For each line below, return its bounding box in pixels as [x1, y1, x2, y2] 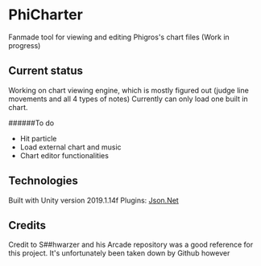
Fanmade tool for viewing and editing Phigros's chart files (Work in [8, 32, 230, 42]
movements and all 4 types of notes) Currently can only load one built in [8, 94, 248, 104]
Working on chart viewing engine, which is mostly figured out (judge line [8, 85, 250, 95]
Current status [8, 64, 83, 78]
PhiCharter [8, 6, 83, 24]
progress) [8, 40, 41, 50]
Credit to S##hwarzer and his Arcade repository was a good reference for [8, 239, 254, 250]
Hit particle [19, 133, 57, 143]
